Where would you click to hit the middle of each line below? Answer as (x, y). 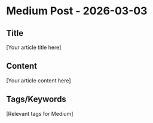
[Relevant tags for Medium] (40, 113)
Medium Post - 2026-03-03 (77, 11)
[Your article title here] (34, 47)
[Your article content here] (39, 80)
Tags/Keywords (36, 99)
